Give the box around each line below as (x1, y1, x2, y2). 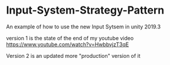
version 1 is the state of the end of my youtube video (6, 34, 134, 41)
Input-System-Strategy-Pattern (6, 4, 165, 17)
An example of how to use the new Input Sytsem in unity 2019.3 (6, 23, 161, 30)
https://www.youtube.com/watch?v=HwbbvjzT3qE (6, 41, 129, 48)
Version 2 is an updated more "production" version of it (6, 52, 140, 59)
